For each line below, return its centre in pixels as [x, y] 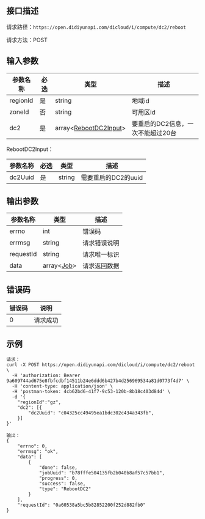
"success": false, [62, 484]
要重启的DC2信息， [160, 123]
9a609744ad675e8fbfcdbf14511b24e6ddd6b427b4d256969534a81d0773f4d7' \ [98, 381]
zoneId [19, 112]
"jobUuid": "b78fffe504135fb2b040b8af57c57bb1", [102, 473]
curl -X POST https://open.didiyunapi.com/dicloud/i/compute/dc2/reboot [101, 365]
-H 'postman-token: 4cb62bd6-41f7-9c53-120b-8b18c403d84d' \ [91, 392]
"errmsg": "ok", [38, 452]
